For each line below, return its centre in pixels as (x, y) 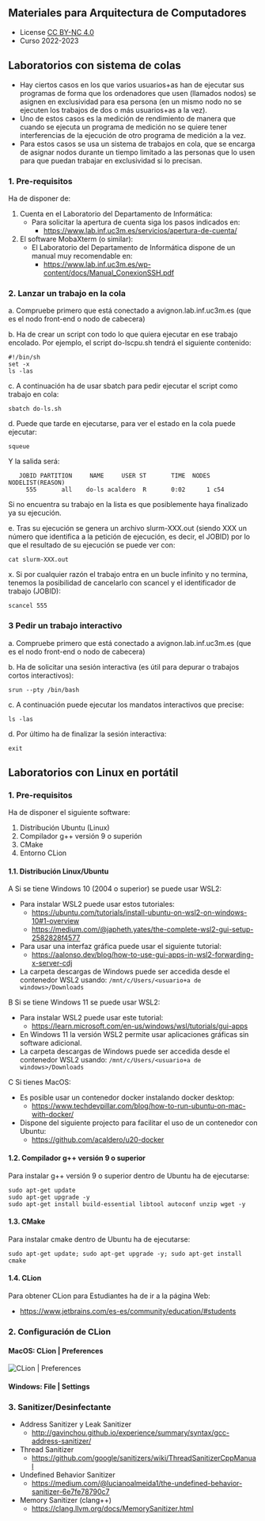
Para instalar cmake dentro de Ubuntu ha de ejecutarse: (99, 1239)
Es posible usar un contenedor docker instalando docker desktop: (127, 1097)
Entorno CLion (43, 853)
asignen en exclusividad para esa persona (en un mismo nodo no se (131, 102)
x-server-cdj (52, 963)
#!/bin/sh (25, 357)
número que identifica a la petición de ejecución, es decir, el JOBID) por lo (129, 537)
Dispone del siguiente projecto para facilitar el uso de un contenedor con (138, 1123)
